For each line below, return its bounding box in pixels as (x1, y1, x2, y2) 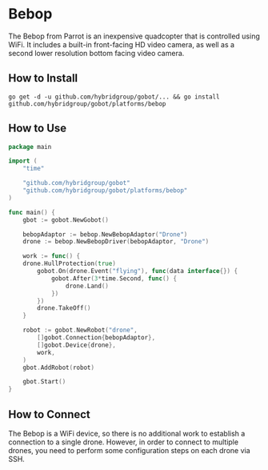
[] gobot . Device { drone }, (37, 341, 116, 349)
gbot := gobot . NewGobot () (22, 215, 110, 224)
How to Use (8, 122, 67, 135)
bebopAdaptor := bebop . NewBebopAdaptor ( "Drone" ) (22, 230, 188, 239)
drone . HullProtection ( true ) (22, 259, 116, 268)
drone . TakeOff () (37, 304, 91, 312)
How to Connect (8, 408, 90, 421)
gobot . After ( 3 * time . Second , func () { (50, 274, 178, 283)
